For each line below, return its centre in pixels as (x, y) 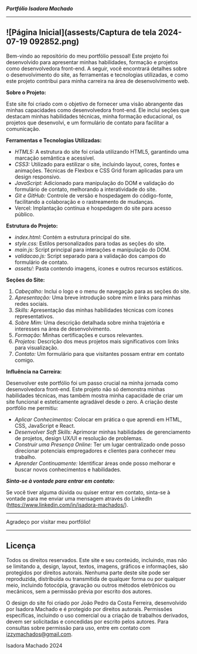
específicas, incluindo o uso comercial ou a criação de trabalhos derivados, (97, 615)
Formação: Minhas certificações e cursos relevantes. (79, 335)
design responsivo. (38, 177)
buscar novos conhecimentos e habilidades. (68, 469)
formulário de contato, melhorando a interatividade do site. (86, 189)
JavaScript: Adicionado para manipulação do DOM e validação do (94, 183)
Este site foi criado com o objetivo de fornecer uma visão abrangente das (95, 104)
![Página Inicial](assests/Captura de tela (81, 33)
